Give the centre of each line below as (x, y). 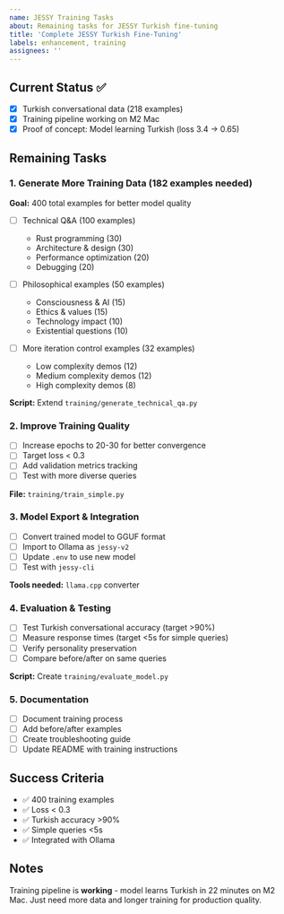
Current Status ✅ (58, 87)
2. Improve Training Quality (69, 425)
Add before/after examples (72, 729)
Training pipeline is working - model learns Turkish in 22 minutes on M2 (142, 890)
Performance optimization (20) (92, 257)
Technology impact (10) (79, 321)
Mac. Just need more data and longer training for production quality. (136, 900)
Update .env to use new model (79, 556)
